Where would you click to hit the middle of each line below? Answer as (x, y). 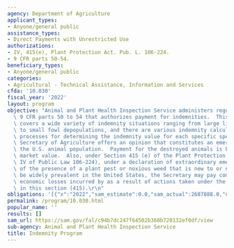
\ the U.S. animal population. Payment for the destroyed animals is (118, 149)
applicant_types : (32, 20)
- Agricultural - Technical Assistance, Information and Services (106, 85)
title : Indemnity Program (45, 233)
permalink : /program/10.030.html (56, 201)
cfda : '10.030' (29, 91)
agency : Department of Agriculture (59, 14)
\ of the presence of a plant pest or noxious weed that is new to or (118, 168)
